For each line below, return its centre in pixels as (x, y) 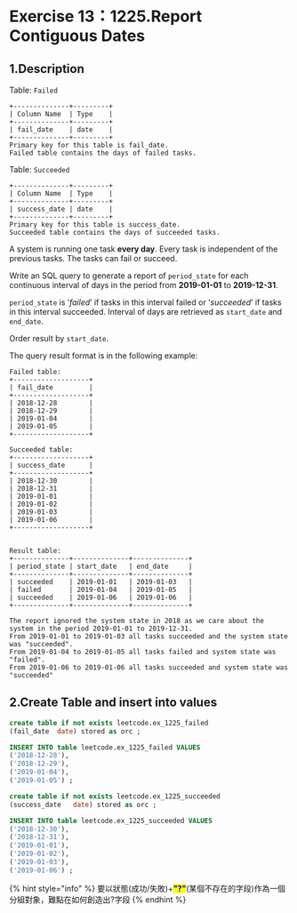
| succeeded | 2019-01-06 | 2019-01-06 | (101, 597)
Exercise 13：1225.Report (106, 16)
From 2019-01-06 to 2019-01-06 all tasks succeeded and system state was (149, 668)
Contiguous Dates (77, 36)
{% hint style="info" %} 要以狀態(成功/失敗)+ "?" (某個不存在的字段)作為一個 (148, 888)
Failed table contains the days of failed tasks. (103, 153)
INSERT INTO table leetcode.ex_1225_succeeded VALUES (111, 821)
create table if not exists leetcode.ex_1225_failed (109, 723)
